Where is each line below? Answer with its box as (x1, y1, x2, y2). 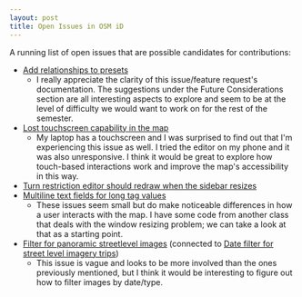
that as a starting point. (35, 228, 124, 239)
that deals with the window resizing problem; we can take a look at (35, 219, 287, 230)
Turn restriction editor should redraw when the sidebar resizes (22, 180, 257, 191)
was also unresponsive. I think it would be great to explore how (35, 151, 273, 162)
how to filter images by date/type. (35, 276, 164, 287)
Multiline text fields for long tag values (22, 190, 166, 201)
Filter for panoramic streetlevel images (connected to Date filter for (22, 238, 274, 249)
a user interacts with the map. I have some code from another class (35, 209, 289, 220)
